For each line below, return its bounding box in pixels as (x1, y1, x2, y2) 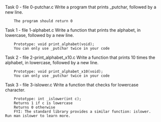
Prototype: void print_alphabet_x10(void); (14, 69, 104, 74)
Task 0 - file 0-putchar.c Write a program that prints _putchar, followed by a (5, 4, 157, 10)
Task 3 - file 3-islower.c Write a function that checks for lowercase (5, 82, 139, 87)
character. (5, 87, 26, 93)
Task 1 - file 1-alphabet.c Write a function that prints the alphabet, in (5, 27, 141, 33)
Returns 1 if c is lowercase (14, 101, 73, 105)
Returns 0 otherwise (14, 105, 55, 110)
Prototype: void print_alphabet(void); (14, 42, 95, 47)
